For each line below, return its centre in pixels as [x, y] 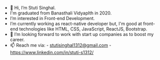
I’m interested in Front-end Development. [52, 18]
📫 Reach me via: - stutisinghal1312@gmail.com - [60, 45]
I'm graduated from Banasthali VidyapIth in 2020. [61, 13]
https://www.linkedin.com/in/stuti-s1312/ [52, 52]
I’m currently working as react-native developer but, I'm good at [76, 23]
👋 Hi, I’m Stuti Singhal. [33, 8]
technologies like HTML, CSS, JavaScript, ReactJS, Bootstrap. [83, 29]
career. [17, 39]
